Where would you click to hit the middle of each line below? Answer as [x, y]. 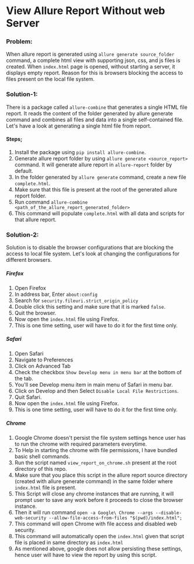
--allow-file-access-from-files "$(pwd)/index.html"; [115, 518]
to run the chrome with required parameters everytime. [81, 444]
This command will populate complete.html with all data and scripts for [100, 213]
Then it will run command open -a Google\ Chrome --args [84, 512]
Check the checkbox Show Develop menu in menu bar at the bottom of [98, 372]
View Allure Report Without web [86, 11]
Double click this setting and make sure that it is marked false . [90, 307]
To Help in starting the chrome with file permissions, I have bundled [96, 450]
